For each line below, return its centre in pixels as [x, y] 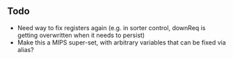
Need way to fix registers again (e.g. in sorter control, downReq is [111, 27]
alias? [25, 49]
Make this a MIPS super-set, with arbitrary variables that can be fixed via [121, 42]
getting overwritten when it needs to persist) [81, 35]
